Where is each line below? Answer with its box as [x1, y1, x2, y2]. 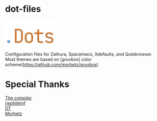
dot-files [5, 3, 41, 15]
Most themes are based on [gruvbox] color [5, 56, 92, 62]
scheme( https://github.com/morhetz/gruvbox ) [5, 61, 99, 67]
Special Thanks [5, 79, 70, 90]
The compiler [5, 95, 32, 101]
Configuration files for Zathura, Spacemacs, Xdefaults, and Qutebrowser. [5, 51, 153, 57]
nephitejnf [5, 100, 26, 106]
